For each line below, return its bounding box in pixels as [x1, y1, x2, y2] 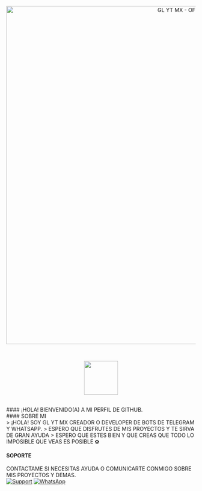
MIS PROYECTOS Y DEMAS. [6, 472, 76, 479]
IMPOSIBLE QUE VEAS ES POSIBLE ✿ [6, 438, 100, 445]
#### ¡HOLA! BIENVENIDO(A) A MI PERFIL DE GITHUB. [6, 406, 143, 413]
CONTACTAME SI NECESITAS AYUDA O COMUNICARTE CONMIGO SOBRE [6, 465, 192, 472]
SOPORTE [6, 451, 32, 459]
